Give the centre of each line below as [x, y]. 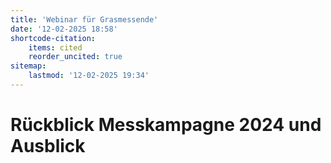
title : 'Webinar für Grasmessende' [84, 19]
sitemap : [28, 66]
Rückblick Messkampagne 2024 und [166, 125]
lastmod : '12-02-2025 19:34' [89, 76]
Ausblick [48, 146]
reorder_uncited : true [75, 57]
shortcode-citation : [53, 38]
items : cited [55, 47]
